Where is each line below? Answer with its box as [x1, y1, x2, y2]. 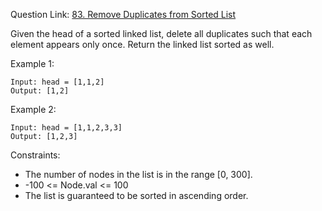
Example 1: [10, 58, 55, 69]
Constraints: [10, 149, 61, 161]
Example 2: [10, 104, 57, 115]
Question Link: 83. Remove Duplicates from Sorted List [10, 9, 237, 20]
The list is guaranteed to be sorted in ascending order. [24, 190, 249, 201]
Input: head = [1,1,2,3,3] [10, 123, 123, 133]
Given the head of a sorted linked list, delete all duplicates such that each [10, 28, 313, 39]
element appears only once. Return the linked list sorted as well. [10, 39, 275, 50]
